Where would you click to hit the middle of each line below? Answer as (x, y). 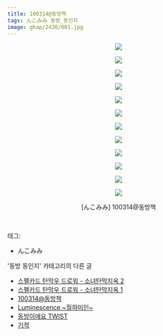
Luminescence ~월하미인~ (55, 308)
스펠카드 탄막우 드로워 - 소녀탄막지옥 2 (71, 281)
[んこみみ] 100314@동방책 (119, 207)
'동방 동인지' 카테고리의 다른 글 (50, 266)
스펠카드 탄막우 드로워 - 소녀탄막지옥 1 (70, 290)
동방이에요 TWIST (43, 316)
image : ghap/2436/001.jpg (45, 27)
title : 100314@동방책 (37, 14)
